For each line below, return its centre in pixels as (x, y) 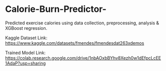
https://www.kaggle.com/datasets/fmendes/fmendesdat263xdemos (75, 43)
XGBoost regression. (26, 28)
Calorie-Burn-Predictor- (56, 9)
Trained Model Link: (26, 53)
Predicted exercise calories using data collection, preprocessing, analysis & (82, 23)
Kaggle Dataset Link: (26, 38)
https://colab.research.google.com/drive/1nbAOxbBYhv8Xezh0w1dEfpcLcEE (83, 58)
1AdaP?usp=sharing (26, 63)
